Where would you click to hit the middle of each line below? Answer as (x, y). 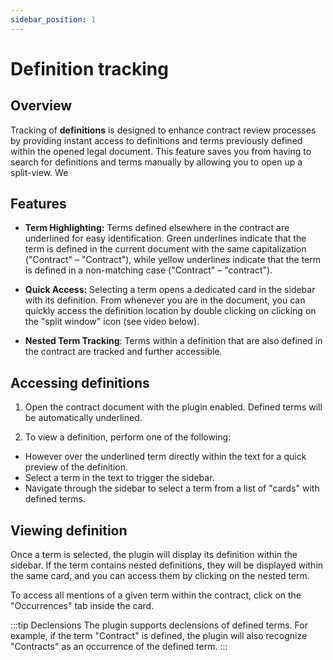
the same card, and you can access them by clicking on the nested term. (160, 576)
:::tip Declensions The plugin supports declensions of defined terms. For (159, 625)
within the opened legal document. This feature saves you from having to (161, 151)
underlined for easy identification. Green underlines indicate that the (165, 238)
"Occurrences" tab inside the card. (82, 606)
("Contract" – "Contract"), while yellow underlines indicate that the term (173, 260)
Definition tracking (89, 68)
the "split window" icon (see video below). (112, 322)
